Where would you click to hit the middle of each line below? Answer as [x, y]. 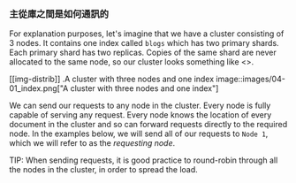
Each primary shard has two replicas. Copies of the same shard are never [143, 53]
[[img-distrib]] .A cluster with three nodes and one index [112, 79]
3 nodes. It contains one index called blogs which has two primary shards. [144, 43]
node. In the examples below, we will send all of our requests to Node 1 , [139, 133]
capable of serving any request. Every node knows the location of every [140, 115]
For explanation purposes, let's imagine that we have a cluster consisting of [147, 34]
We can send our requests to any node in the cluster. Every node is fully [140, 106]
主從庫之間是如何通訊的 [59, 13]
